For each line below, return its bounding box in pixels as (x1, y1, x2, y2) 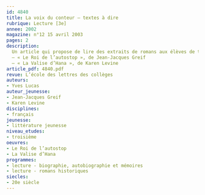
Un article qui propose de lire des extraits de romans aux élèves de (12, 49, 195, 55)
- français (6, 111, 34, 117)
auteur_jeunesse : (6, 89, 51, 95)
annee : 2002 (6, 26, 37, 32)
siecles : (6, 174, 29, 180)
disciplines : (6, 105, 40, 112)
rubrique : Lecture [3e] (6, 20, 67, 26)
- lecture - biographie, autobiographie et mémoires (6, 163, 143, 169)
